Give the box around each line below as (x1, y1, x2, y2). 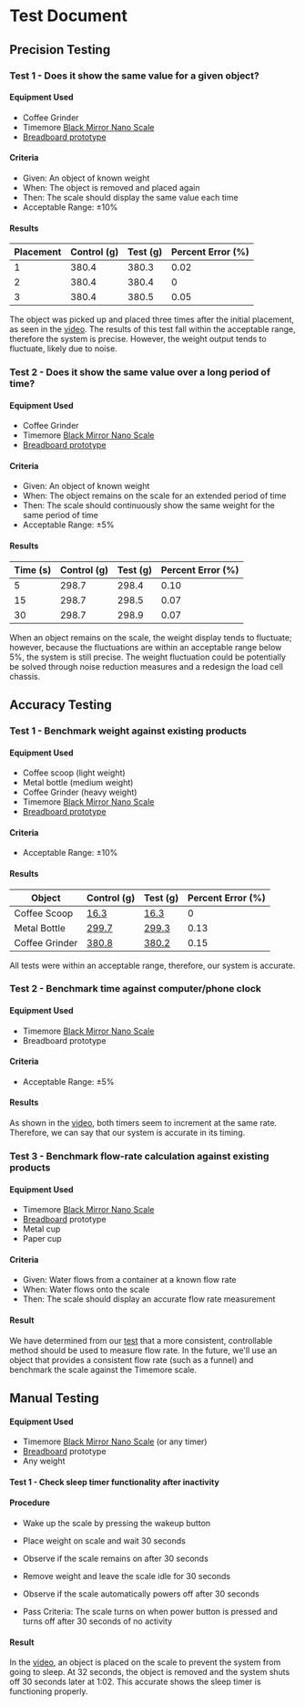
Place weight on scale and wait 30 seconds (22, 1535, 187, 1546)
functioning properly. (9, 1686, 88, 1697)
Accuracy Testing (9, 697, 112, 713)
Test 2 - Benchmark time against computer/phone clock (9, 983, 262, 995)
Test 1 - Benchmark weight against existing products (9, 724, 248, 737)
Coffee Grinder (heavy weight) (22, 786, 137, 798)
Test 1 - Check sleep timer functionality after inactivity (9, 1476, 220, 1487)
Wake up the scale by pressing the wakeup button (22, 1518, 211, 1529)
